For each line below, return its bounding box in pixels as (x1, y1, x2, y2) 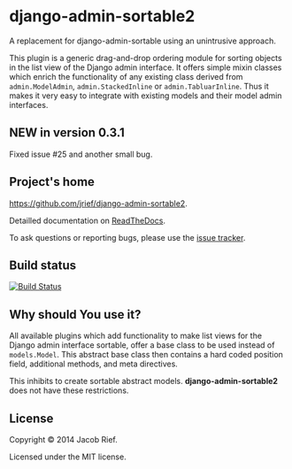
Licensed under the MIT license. (9, 451, 127, 462)
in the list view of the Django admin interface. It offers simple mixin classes (9, 62, 282, 73)
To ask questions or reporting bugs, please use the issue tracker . (9, 232, 246, 242)
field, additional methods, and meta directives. (9, 358, 179, 369)
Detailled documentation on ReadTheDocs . (9, 215, 166, 226)
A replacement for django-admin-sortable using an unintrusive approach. (9, 35, 277, 46)
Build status (9, 258, 77, 273)
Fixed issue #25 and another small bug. (9, 149, 153, 159)
